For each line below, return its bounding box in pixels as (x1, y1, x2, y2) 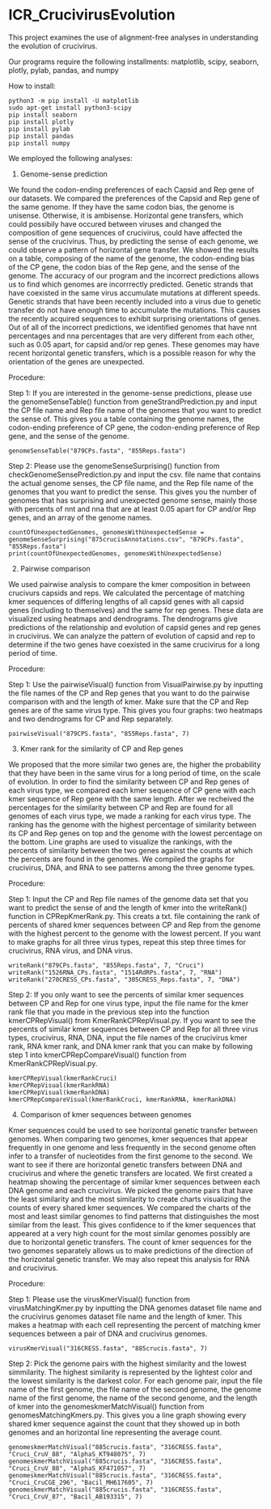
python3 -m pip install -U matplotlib (8, 96, 139, 104)
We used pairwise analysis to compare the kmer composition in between (8, 579, 251, 589)
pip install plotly (8, 117, 74, 126)
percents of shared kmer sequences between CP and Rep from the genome (8, 920, 261, 929)
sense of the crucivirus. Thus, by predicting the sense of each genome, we (8, 236, 259, 246)
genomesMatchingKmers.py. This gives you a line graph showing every (8, 1410, 247, 1420)
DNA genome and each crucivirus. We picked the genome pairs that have (8, 1185, 253, 1195)
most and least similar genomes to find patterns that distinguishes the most (8, 1211, 260, 1221)
